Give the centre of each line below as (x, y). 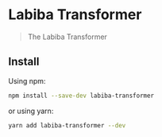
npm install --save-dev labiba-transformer (81, 96)
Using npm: (27, 80)
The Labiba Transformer (67, 37)
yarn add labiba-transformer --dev (67, 125)
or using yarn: (31, 111)
